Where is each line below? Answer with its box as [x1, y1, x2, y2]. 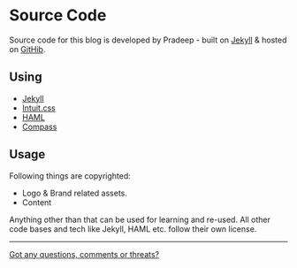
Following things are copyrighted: [9, 170, 131, 181]
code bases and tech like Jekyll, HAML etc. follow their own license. [9, 223, 257, 234]
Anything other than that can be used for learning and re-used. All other [9, 214, 271, 225]
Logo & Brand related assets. [21, 188, 128, 198]
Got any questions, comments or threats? [9, 249, 160, 259]
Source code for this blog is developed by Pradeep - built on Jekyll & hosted [9, 34, 287, 45]
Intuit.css [21, 103, 56, 113]
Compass [21, 121, 57, 132]
